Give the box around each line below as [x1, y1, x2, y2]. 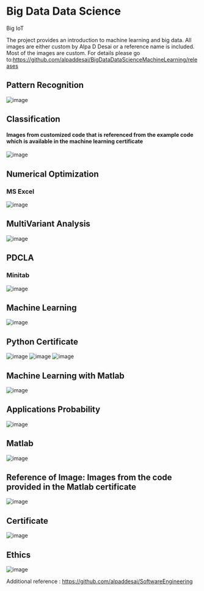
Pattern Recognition [6, 80, 84, 90]
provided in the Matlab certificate [6, 482, 136, 492]
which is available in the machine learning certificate [6, 138, 144, 145]
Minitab [6, 271, 30, 279]
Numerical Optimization [6, 169, 99, 179]
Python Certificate [6, 336, 78, 347]
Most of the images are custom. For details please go [6, 49, 140, 56]
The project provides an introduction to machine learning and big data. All [6, 36, 192, 43]
